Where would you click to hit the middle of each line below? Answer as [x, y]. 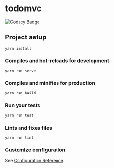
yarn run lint [19, 138]
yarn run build [20, 93]
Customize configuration [35, 150]
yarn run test [19, 115]
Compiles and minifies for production [50, 83]
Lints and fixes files [29, 128]
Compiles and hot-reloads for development [57, 60]
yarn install [18, 48]
